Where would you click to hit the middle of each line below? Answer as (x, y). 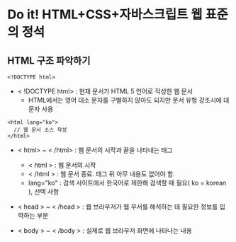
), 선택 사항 (44, 191)
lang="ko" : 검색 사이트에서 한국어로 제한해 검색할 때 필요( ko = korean (127, 183)
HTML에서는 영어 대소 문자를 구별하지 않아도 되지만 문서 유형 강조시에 (125, 100)
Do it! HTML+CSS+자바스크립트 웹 (105, 15)
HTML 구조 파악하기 (49, 60)
